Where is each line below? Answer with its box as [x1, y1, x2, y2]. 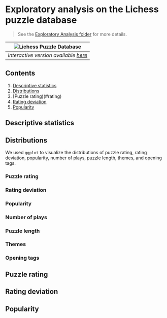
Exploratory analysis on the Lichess [5, 4, 159, 15]
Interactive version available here [8, 52, 88, 59]
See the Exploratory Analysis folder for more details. [17, 31, 127, 37]
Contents [5, 69, 36, 78]
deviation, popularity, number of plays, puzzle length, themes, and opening [5, 155, 162, 161]
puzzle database [5, 14, 77, 26]
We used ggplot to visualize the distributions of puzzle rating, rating [5, 149, 147, 155]
